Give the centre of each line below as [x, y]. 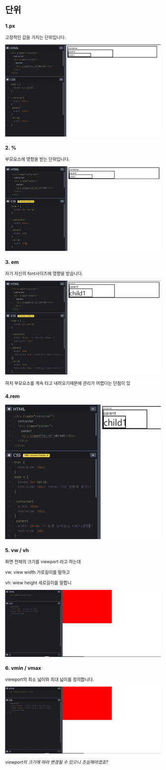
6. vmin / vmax [23, 668]
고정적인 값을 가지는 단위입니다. [36, 37]
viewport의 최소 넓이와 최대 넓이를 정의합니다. [50, 679]
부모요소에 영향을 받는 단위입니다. [38, 159]
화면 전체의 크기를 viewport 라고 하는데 [43, 562]
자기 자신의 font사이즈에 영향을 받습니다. [44, 274]
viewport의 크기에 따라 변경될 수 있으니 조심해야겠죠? [57, 762]
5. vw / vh [17, 550]
